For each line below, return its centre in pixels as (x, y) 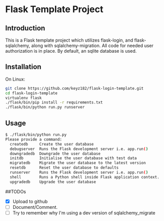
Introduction (25, 28)
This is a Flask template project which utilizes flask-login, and (69, 40)
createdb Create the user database (52, 144)
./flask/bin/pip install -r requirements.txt (54, 102)
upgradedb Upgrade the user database (53, 182)
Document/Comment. (35, 207)
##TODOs (16, 192)
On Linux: (15, 79)
